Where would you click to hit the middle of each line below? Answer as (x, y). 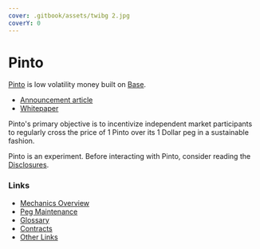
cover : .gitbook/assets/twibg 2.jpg (69, 16)
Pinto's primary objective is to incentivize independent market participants (130, 124)
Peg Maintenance (49, 211)
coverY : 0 (25, 23)
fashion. (22, 141)
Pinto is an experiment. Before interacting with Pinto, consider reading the (130, 156)
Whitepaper (39, 109)
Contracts (36, 228)
